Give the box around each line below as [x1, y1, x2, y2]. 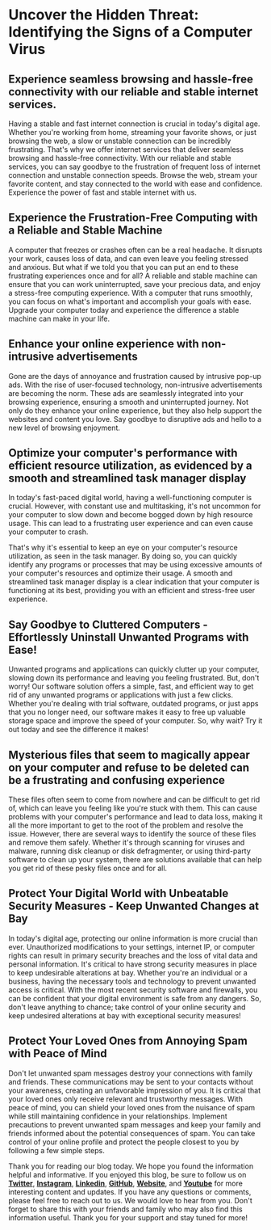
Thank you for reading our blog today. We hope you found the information [8, 1161, 254, 1171]
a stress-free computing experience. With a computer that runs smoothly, [8, 288, 253, 297]
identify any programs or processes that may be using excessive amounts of [8, 560, 263, 570]
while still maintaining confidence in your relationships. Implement [8, 1111, 227, 1121]
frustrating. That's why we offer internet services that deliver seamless [8, 145, 244, 154]
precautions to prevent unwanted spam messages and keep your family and [8, 1119, 261, 1129]
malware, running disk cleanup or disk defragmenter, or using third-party [8, 846, 252, 856]
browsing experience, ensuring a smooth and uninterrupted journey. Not [8, 397, 248, 406]
